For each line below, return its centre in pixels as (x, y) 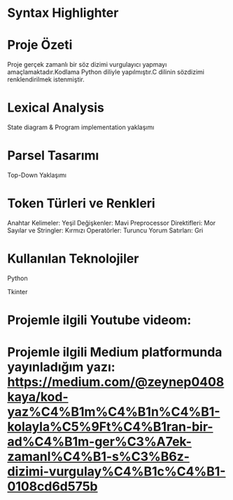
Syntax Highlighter (63, 13)
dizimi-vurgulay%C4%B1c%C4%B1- (116, 472)
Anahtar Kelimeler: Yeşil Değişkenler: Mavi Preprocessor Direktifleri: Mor (112, 223)
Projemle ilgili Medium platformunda (115, 352)
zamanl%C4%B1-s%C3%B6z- (99, 457)
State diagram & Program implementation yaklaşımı (81, 127)
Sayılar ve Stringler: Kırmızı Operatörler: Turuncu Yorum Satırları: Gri (105, 230)
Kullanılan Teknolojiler (73, 259)
